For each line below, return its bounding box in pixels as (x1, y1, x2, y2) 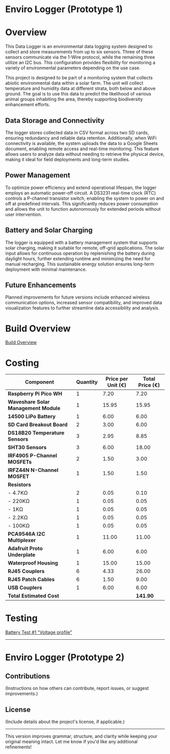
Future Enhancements (5, 280, 77, 289)
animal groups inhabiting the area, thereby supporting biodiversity (5, 96, 143, 102)
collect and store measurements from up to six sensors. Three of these (5, 49, 153, 55)
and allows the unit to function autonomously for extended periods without (5, 206, 161, 212)
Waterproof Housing (8, 559, 58, 567)
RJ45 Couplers (8, 568, 45, 575)
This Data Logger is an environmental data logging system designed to (5, 43, 153, 50)
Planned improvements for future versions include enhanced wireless (5, 294, 150, 300)
